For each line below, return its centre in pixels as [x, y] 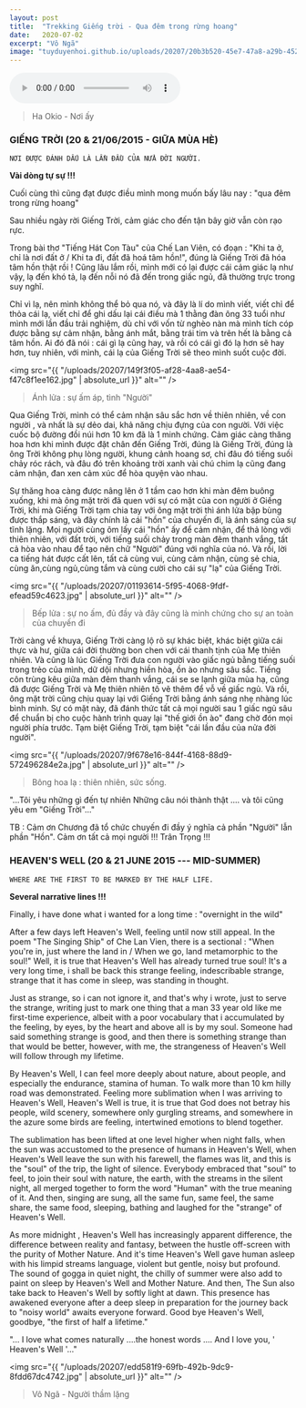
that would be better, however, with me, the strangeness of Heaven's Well [148, 1046]
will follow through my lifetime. [67, 1056]
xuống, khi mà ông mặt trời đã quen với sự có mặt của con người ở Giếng [146, 501]
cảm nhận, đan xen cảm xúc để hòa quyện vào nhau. [109, 474]
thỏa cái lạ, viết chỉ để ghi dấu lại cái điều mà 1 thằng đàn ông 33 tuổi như [147, 314]
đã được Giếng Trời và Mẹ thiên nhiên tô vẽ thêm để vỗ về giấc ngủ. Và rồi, [149, 689]
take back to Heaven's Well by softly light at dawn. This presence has [140, 1292]
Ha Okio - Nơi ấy [63, 117]
